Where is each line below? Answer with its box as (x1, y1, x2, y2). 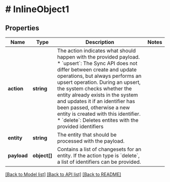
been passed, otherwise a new (57, 104, 130, 111)
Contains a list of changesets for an (57, 146, 142, 153)
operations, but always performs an (57, 72, 142, 79)
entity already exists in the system (57, 92, 138, 98)
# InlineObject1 (5, 4, 69, 15)
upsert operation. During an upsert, (57, 79, 141, 85)
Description (85, 39, 115, 45)
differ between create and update (57, 66, 137, 73)
